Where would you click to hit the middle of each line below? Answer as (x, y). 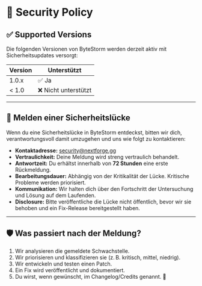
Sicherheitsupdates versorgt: (42, 55)
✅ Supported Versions (49, 35)
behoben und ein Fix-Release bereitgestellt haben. (77, 208)
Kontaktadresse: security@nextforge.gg (65, 151)
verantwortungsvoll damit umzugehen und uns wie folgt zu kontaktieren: (96, 138)
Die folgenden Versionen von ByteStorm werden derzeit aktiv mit (87, 49)
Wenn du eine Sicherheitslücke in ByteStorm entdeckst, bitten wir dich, (94, 132)
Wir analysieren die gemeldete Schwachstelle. (72, 251)
